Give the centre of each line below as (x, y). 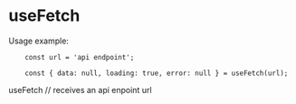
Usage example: (39, 41)
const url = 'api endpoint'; (80, 57)
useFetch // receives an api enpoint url (80, 90)
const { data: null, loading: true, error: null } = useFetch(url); (157, 73)
